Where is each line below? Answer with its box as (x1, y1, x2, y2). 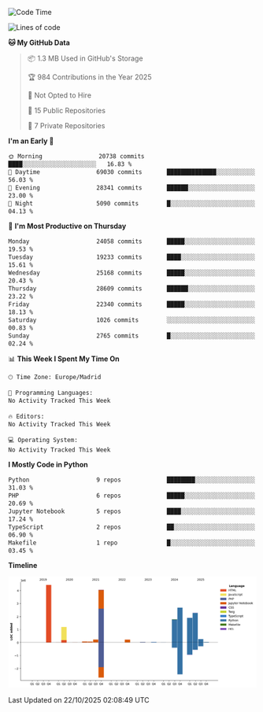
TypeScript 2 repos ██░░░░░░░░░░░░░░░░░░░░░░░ (8, 523, 256, 531)
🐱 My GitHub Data (8, 38, 71, 47)
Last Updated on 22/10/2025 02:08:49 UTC (8, 695, 150, 704)
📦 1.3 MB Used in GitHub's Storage (27, 53, 143, 63)
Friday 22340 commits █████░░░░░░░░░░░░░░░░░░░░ (8, 301, 256, 308)
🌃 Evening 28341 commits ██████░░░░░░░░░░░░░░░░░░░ (8, 184, 256, 192)
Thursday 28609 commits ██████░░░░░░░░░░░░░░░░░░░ (8, 285, 256, 293)
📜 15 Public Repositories (27, 106, 106, 115)
